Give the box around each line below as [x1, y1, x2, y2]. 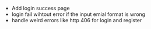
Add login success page [11, 5, 70, 11]
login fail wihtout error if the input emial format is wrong [11, 11, 146, 18]
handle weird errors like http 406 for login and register [11, 17, 142, 23]
